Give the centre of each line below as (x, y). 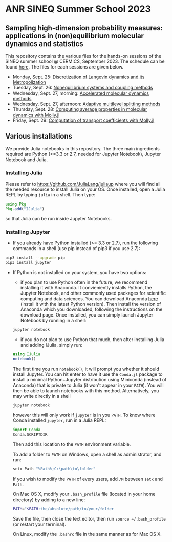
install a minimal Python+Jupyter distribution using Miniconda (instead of (90, 379)
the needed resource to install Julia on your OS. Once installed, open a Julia (85, 189)
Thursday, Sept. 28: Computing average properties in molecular (80, 109)
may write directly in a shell (41, 396)
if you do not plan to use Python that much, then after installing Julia (92, 339)
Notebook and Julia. (27, 160)
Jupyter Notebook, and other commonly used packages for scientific (93, 293)
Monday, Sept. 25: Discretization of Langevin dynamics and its (79, 77)
